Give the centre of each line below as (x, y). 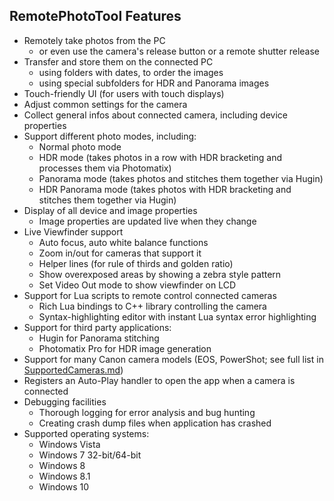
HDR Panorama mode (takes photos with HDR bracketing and (165, 189)
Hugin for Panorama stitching (99, 338)
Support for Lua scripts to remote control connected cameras (150, 295)
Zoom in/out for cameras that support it (120, 253)
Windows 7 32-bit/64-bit (90, 455)
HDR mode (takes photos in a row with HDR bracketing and (160, 157)
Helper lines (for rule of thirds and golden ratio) (136, 263)
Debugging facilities (65, 401)
